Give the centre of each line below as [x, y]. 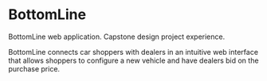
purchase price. [34, 68]
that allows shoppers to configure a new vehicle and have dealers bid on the [133, 60]
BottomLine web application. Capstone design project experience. [117, 37]
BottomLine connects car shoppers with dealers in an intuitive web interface [133, 52]
